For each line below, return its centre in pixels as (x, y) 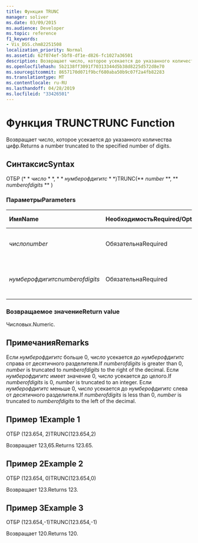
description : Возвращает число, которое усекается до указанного (88, 61)
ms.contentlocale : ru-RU (37, 83)
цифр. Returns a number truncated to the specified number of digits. (88, 146)
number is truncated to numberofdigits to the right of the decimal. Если (92, 369)
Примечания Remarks (48, 343)
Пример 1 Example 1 (43, 420)
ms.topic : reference (32, 34)
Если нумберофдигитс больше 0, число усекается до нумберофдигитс (95, 357)
